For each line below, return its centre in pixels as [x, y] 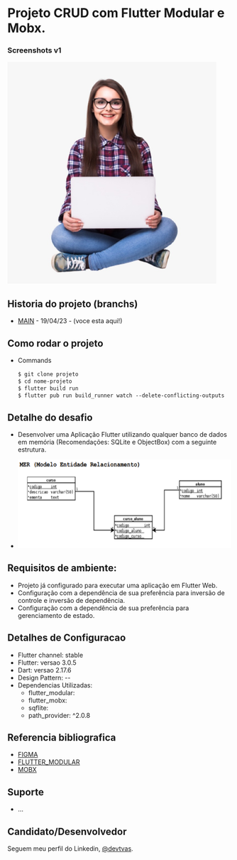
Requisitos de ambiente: [62, 568]
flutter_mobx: [48, 700]
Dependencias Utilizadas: [55, 685]
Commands [34, 361]
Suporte [26, 792]
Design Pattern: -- [44, 677]
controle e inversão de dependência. [71, 600]
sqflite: [38, 707]
